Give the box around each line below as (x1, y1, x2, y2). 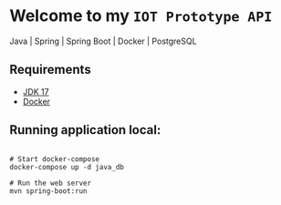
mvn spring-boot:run (9, 186, 88, 196)
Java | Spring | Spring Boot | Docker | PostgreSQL (9, 36, 198, 46)
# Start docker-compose (9, 154, 100, 164)
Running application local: (9, 122, 161, 138)
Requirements (9, 62, 91, 77)
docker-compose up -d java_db (9, 162, 125, 171)
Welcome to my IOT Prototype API (9, 5, 273, 26)
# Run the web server (9, 179, 92, 188)
